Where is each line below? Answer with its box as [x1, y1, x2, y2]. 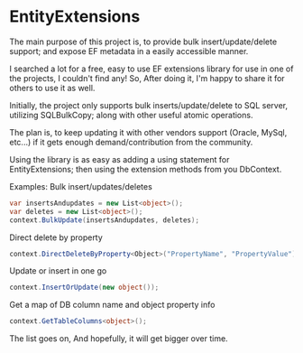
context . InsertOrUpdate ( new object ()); [9, 283, 160, 293]
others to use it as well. [9, 82, 96, 93]
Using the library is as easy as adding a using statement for [9, 153, 230, 164]
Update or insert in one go [9, 265, 107, 276]
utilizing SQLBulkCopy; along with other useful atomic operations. [9, 109, 253, 120]
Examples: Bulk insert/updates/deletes [9, 181, 153, 191]
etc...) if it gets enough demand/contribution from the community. [9, 136, 253, 147]
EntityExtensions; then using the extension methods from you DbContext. [9, 163, 282, 174]
